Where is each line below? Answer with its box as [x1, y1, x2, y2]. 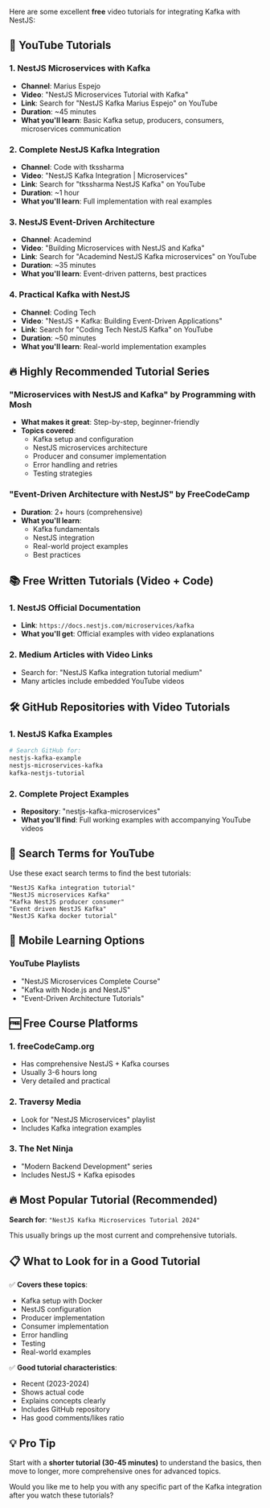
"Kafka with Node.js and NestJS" [20, 985, 131, 995]
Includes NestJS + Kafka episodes [20, 1170, 136, 1180]
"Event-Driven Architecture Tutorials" [20, 993, 145, 1003]
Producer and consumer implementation [32, 451, 167, 461]
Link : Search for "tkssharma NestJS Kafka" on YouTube [20, 179, 206, 188]
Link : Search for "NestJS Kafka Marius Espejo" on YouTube [20, 98, 218, 108]
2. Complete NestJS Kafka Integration [9, 144, 160, 155]
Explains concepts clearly [20, 1396, 107, 1406]
